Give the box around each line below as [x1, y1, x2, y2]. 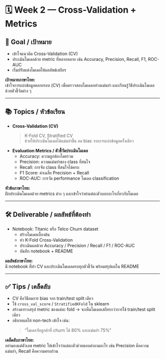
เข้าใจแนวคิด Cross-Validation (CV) [12, 51, 78, 56]
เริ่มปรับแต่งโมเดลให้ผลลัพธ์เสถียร [12, 67, 66, 73]
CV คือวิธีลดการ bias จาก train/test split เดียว [12, 296, 93, 302]
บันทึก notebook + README [19, 248, 73, 254]
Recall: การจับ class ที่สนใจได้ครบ [19, 164, 80, 170]
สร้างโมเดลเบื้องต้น [19, 231, 50, 237]
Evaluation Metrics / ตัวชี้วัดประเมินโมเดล [12, 147, 88, 153]
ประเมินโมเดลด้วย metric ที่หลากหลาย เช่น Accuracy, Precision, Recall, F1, [12, 56, 147, 62]
